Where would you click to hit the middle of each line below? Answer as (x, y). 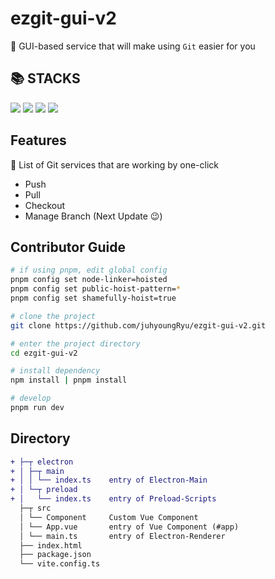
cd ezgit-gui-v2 (44, 353)
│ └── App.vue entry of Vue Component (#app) (129, 527)
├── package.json (55, 555)
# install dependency (55, 371)
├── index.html (51, 545)
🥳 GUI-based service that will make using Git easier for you (133, 46)
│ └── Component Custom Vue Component (109, 517)
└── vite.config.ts (60, 564)
